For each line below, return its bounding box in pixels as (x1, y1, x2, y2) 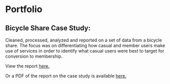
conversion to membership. (5, 53, 63, 59)
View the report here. (5, 63, 50, 69)
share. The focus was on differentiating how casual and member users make (5, 43, 165, 49)
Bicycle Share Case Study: (5, 24, 91, 32)
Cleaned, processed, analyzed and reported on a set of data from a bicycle (5, 37, 162, 43)
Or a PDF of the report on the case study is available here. (5, 73, 127, 79)
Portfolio (5, 4, 43, 15)
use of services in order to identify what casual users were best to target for (5, 48, 164, 54)
